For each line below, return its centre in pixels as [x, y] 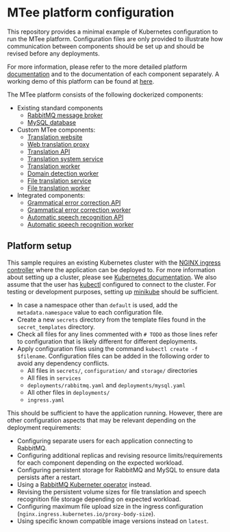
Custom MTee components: [56, 130]
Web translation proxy [58, 144]
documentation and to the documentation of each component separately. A [113, 74]
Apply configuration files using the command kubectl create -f [107, 348]
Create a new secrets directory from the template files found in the [111, 319]
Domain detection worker [63, 173]
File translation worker [59, 188]
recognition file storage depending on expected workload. [99, 499]
